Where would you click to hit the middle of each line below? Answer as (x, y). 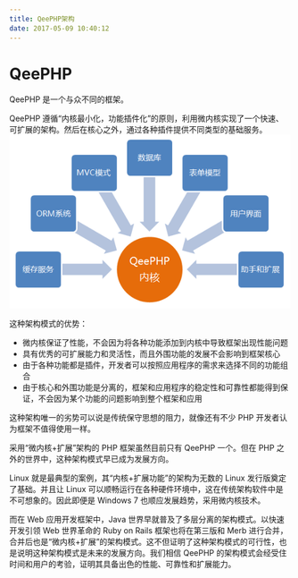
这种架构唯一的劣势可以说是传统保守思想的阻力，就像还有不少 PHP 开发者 (145, 417)
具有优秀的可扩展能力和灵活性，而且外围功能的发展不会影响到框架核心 (151, 353)
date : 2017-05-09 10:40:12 (59, 28)
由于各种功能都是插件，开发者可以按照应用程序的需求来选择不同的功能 (151, 365)
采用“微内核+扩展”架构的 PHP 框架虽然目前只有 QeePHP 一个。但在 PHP (142, 447)
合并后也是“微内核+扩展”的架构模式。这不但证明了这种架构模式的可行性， (144, 541)
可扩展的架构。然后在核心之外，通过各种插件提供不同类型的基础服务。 (138, 130)
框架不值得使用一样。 (56, 429)
